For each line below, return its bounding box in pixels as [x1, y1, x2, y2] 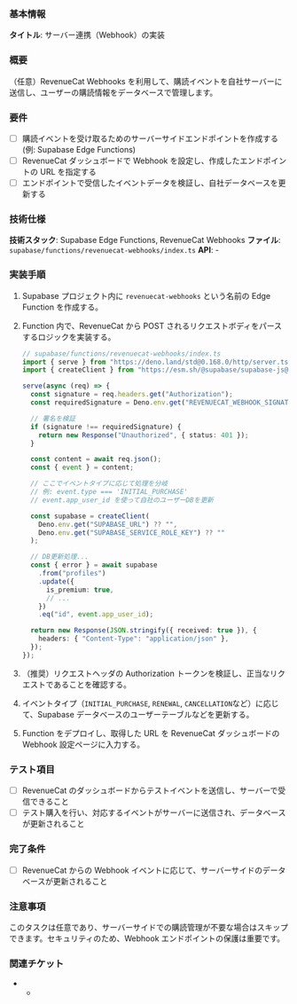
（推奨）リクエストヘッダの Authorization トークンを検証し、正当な [21, 668, 270, 678]
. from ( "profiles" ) [38, 569, 106, 578]
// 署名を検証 [30, 414, 76, 423]
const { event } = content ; [30, 463, 135, 472]
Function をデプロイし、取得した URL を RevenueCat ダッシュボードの [21, 727, 280, 738]
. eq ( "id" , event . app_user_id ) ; [38, 610, 154, 619]
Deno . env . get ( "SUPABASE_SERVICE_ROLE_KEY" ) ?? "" [38, 528, 226, 537]
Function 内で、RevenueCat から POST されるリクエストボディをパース [21, 320, 282, 331]
